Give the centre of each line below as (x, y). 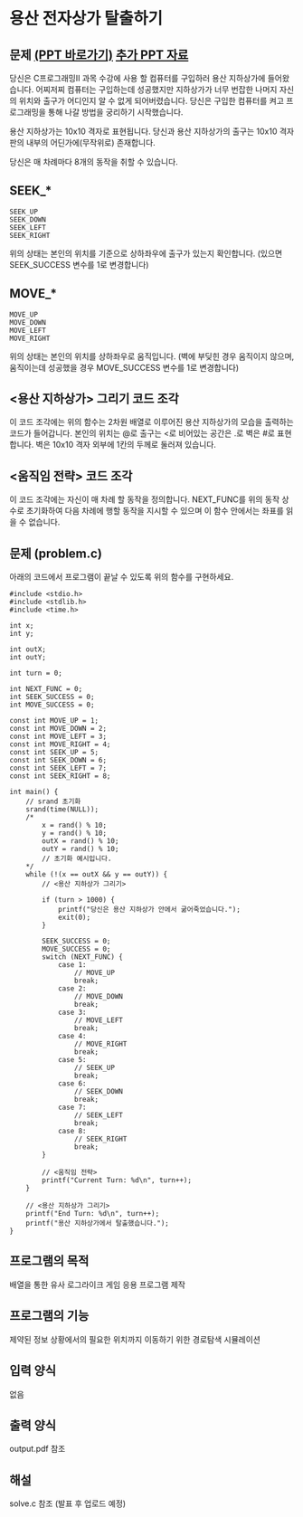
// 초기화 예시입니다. (77, 859)
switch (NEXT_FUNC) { (83, 957)
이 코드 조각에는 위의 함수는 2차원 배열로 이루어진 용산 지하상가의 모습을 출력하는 (151, 422)
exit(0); (74, 918)
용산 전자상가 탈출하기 (86, 19)
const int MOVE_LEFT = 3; (58, 737)
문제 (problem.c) (56, 553)
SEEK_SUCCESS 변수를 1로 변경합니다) (79, 264)
